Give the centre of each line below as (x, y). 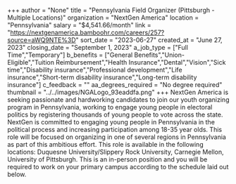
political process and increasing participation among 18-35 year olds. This (115, 130)
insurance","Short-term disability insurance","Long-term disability (102, 77)
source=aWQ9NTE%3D (42, 40)
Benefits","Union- (160, 55)
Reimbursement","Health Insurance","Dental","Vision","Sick (141, 62)
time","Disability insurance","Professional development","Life (95, 70)
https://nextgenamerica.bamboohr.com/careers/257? (87, 32)
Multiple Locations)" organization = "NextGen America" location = (103, 18)
